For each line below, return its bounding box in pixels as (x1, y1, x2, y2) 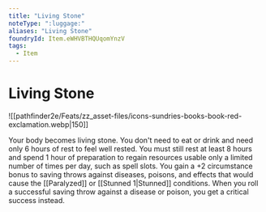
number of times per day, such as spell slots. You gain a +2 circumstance (8, 161, 253, 171)
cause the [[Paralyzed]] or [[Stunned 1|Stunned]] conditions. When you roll (8, 178, 259, 188)
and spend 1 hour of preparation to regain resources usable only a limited (8, 152, 253, 162)
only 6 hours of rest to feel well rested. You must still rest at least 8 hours (8, 143, 253, 154)
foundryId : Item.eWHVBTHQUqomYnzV (8, 34, 126, 43)
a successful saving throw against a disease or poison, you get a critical (8, 187, 249, 197)
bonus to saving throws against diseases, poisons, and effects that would (8, 169, 254, 179)
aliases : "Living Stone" (8, 27, 92, 35)
